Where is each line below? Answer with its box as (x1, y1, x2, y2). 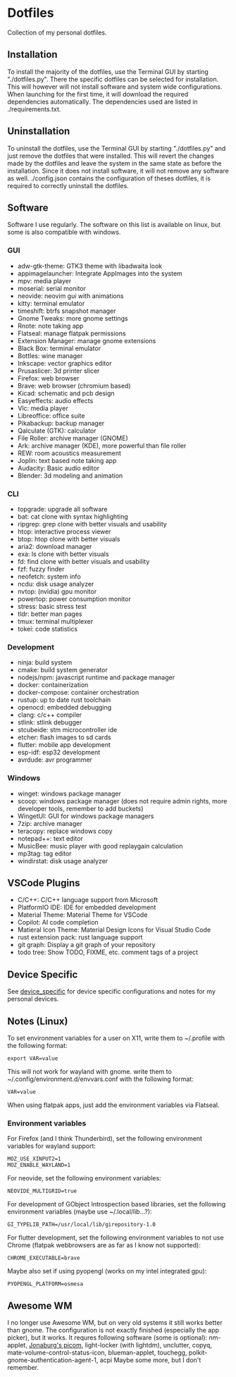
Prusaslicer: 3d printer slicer (17, 366, 100, 375)
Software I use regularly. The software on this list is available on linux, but (7, 221, 221, 229)
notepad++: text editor (17, 834, 83, 843)
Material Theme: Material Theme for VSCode (17, 910, 148, 919)
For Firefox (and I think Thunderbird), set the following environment (7, 1135, 203, 1143)
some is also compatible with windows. (7, 228, 121, 237)
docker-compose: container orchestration (17, 688, 139, 697)
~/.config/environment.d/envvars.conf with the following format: (7, 1075, 194, 1083)
